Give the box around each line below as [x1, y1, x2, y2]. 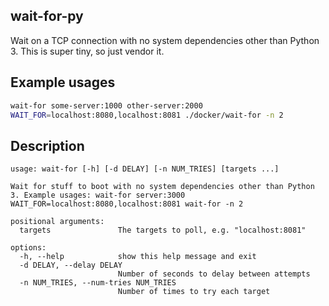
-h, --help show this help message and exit [19, 252, 257, 262]
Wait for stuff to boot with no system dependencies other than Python [10, 182, 315, 192]
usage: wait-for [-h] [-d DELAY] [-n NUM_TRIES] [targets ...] [10, 164, 280, 174]
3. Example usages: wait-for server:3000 [10, 190, 186, 201]
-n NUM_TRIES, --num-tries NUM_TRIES [19, 278, 177, 288]
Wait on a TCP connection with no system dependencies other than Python [10, 34, 320, 46]
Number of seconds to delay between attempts [117, 269, 311, 279]
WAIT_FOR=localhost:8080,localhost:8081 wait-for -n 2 [10, 199, 244, 209]
